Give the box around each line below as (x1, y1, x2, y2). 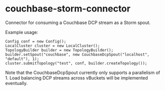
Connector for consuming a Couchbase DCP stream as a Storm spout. (5, 19, 151, 25)
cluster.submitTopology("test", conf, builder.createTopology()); (5, 60, 147, 65)
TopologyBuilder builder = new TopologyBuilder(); (5, 47, 114, 52)
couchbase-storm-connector (5, 3, 131, 14)
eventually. (5, 80, 28, 86)
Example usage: (5, 29, 39, 35)
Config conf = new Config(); (5, 38, 66, 44)
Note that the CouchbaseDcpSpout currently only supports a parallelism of (5, 69, 160, 75)
